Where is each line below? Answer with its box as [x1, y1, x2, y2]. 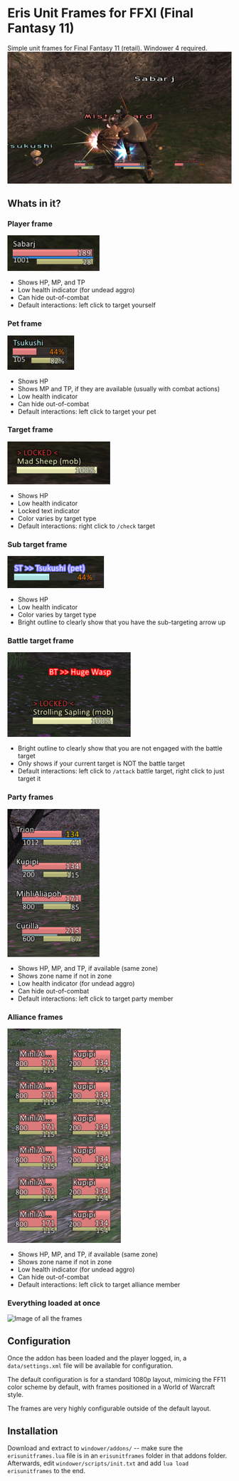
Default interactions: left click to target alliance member [17, 1281, 181, 1289]
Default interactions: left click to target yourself [17, 301, 156, 309]
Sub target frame [7, 540, 68, 549]
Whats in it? [7, 197, 62, 210]
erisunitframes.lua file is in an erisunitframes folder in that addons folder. [7, 1451, 228, 1460]
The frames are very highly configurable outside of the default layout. [7, 1404, 211, 1413]
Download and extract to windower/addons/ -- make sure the [7, 1443, 184, 1452]
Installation [7, 1425, 58, 1437]
